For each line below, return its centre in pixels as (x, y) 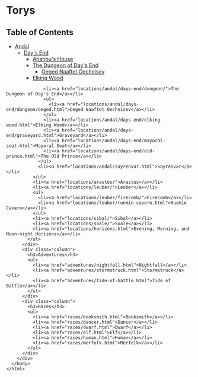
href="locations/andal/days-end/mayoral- (114, 140)
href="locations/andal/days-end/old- (108, 151)
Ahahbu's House (53, 59)
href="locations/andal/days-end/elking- (112, 120)
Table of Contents (40, 32)
